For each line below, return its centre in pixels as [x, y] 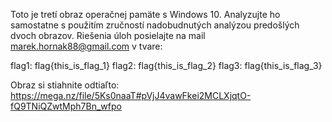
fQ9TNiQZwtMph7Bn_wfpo [66, 106]
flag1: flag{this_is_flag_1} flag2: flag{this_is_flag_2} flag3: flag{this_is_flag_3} [166, 65]
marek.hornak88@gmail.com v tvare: [86, 46]
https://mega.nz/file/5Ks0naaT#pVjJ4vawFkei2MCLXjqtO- [131, 95]
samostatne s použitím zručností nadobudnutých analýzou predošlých [155, 25]
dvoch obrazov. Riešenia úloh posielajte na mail [108, 35]
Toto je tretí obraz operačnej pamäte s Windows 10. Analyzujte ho [145, 14]
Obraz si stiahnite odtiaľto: [65, 85]
